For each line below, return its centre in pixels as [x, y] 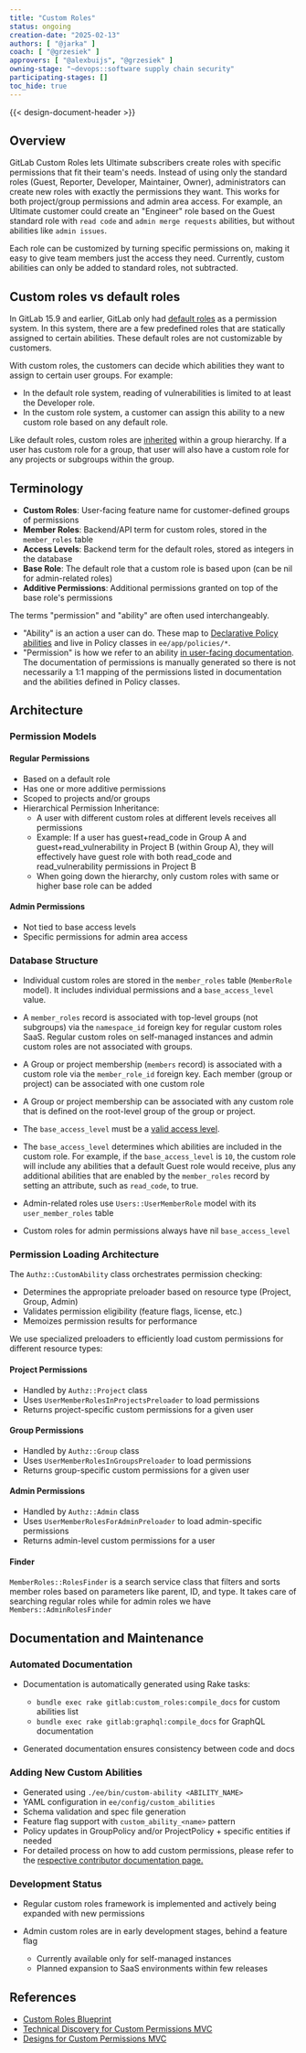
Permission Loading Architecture [84, 1254]
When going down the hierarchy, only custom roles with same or [158, 876]
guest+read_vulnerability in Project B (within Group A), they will [155, 846]
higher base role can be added [94, 886]
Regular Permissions [50, 758]
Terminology [47, 488]
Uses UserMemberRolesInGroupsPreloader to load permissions [137, 1460]
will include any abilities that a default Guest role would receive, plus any [159, 1166]
